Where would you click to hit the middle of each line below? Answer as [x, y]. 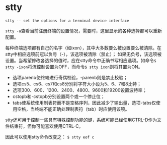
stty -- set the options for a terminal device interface [67, 21]
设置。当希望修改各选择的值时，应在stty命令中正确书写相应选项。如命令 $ [81, 60]
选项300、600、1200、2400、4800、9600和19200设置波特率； [80, 90]
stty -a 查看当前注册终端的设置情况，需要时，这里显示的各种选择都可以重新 [84, 31]
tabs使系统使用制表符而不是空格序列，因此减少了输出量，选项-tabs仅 [84, 103]
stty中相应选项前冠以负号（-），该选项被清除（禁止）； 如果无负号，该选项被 [83, 54]
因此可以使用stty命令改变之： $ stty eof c [50, 137]
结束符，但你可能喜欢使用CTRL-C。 [46, 126]
